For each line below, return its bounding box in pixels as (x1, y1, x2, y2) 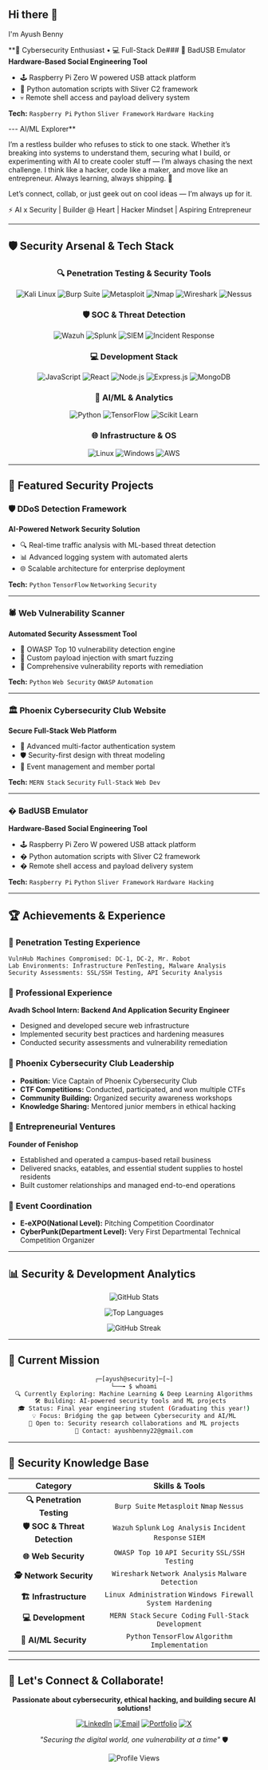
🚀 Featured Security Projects (8, 479, 154, 493)
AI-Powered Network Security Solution (8, 525, 140, 534)
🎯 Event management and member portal (19, 762, 156, 771)
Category (35, 1480, 73, 1491)
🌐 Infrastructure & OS (91, 430, 177, 442)
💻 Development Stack (89, 350, 179, 362)
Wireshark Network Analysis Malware (111, 1569, 247, 1578)
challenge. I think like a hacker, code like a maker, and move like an (8, 164, 229, 174)
